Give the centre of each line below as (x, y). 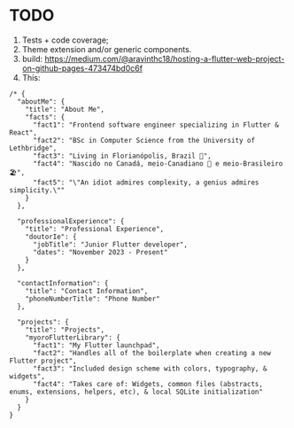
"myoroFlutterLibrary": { (73, 338)
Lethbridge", (33, 148)
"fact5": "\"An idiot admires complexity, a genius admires (146, 183)
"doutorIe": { (51, 237)
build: (32, 58)
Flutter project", (43, 361)
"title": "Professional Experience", (95, 229)
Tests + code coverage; (65, 40)
